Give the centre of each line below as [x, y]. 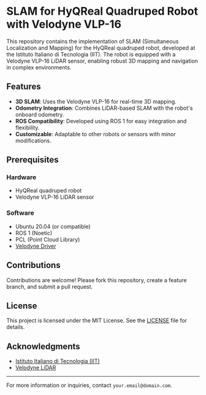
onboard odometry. [40, 114]
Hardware [21, 177]
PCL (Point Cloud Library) [48, 239]
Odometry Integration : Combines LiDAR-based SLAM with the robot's [104, 108]
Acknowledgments [44, 346]
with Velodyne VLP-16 [64, 24]
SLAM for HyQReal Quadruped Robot [102, 11]
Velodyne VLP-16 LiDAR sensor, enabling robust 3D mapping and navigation [102, 61]
